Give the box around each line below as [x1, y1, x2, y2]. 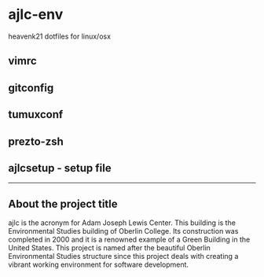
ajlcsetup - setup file [8, 161, 112, 175]
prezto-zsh [8, 135, 64, 148]
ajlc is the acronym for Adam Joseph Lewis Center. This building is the [8, 218, 236, 227]
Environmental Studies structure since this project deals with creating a [8, 252, 239, 261]
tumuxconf [8, 108, 64, 121]
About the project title [8, 197, 118, 210]
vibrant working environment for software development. [8, 260, 189, 269]
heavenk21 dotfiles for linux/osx [8, 31, 112, 41]
